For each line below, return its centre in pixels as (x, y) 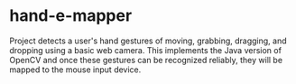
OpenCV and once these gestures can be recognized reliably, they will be (146, 60)
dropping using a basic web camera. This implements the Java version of (146, 50)
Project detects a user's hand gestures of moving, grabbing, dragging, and (148, 41)
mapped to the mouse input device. (75, 70)
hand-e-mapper (71, 16)
